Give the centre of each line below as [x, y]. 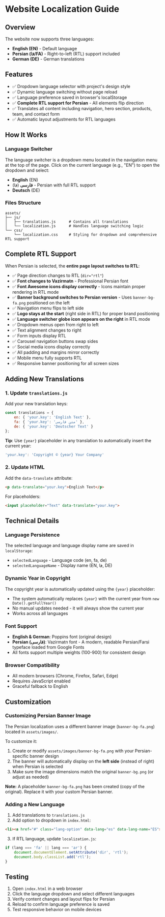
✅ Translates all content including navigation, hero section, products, [82, 108]
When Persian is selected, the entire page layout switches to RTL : [72, 266]
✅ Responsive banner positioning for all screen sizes [66, 363]
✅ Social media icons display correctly [51, 347]
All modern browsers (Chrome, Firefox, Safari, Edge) [65, 676]
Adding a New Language [35, 804]
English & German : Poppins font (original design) [62, 637]
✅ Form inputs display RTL [39, 336]
